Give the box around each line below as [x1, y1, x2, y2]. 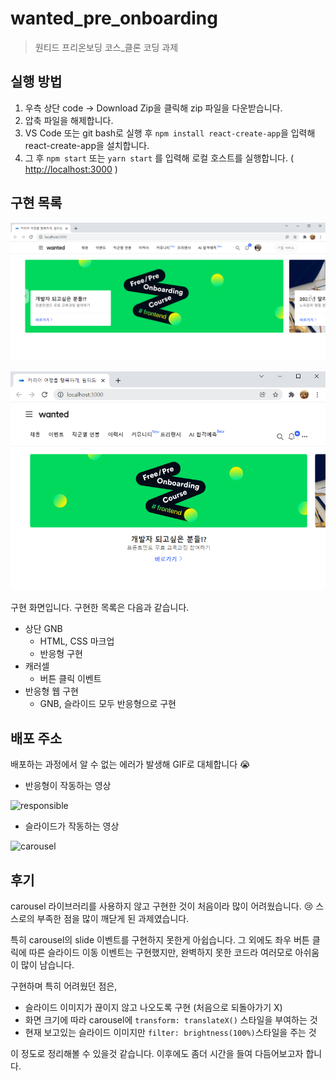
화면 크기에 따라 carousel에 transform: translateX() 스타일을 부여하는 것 [24, 1013, 318, 1026]
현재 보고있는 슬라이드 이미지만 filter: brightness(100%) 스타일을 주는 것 [24, 1026, 317, 1038]
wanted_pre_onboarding [10, 7, 218, 30]
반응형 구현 [39, 648, 83, 660]
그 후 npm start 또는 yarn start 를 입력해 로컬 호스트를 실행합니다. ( [24, 152, 295, 164]
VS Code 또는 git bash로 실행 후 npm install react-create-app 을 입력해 [24, 127, 316, 139]
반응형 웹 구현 [24, 685, 79, 697]
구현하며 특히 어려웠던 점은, [10, 980, 118, 992]
